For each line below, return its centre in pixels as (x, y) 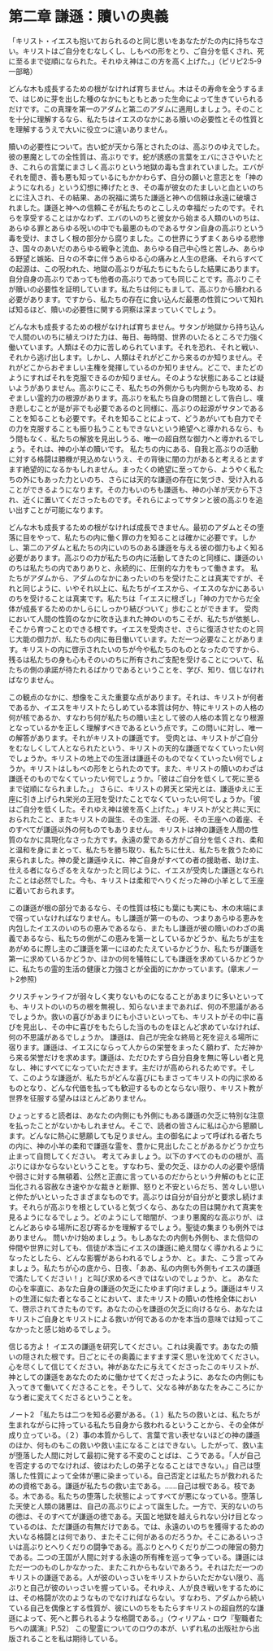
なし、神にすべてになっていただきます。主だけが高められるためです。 (125, 1067)
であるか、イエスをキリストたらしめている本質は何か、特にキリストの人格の (136, 707)
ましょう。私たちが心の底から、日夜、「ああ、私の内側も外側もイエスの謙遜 (135, 1268)
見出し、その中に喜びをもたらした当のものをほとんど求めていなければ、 (143, 1027)
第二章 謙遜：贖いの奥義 (89, 17)
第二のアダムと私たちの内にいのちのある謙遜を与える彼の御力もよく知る (143, 547)
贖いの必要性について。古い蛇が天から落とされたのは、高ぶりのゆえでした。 (136, 147)
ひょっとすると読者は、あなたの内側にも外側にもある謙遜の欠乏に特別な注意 (136, 1115)
